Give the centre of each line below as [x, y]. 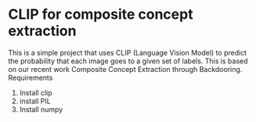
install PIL [35, 101]
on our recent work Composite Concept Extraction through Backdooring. [125, 69]
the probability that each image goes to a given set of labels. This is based [128, 61]
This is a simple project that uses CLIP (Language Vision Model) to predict [128, 52]
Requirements [31, 77]
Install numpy [41, 109]
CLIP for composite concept [101, 14]
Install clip [36, 92]
